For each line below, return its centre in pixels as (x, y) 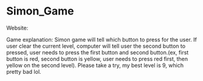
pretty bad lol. (24, 71)
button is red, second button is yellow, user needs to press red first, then (97, 59)
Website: (17, 28)
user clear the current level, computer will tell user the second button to (96, 46)
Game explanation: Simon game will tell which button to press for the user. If (102, 39)
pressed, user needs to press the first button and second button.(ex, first (98, 52)
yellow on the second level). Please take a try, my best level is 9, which (95, 65)
